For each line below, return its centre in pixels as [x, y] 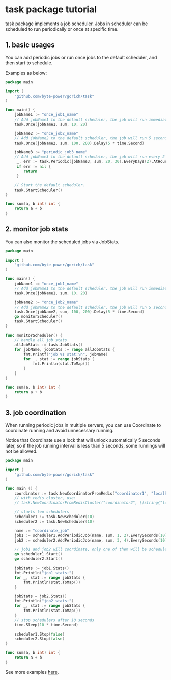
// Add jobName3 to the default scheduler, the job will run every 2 [90, 157]
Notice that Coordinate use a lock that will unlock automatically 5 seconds [83, 440]
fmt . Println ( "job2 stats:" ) [44, 601]
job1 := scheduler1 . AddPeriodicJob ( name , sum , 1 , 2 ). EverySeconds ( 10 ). [92, 535]
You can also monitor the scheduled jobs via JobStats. [62, 242]
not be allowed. [21, 451]
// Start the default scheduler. [50, 185]
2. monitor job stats [37, 229]
